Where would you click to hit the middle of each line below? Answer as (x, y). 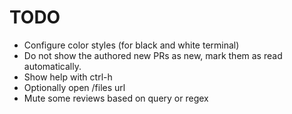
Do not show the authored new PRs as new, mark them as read (153, 55)
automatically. (52, 66)
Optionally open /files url (74, 87)
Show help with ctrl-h (68, 77)
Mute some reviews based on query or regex (116, 98)
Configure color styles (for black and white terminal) (131, 45)
